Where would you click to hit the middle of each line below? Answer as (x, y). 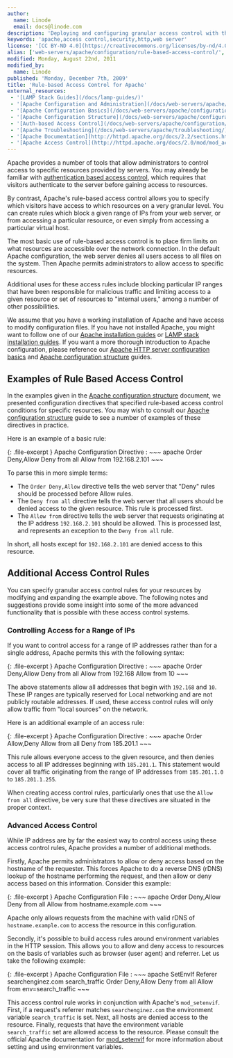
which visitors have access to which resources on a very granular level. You (115, 206)
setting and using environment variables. (65, 1047)
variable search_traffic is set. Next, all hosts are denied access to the (108, 1017)
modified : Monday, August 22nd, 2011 (62, 59)
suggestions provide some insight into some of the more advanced (103, 605)
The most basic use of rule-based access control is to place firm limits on (112, 241)
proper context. (29, 808)
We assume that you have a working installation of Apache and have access (116, 320)
